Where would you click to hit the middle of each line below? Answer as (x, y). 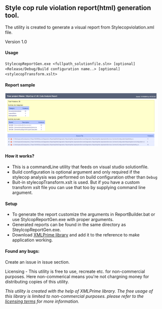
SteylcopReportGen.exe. (36, 230)
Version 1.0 (16, 42)
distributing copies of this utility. (37, 281)
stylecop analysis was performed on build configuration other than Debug (85, 177)
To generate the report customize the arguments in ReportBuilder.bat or (83, 214)
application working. (32, 240)
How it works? (20, 156)
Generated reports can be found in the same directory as (69, 225)
